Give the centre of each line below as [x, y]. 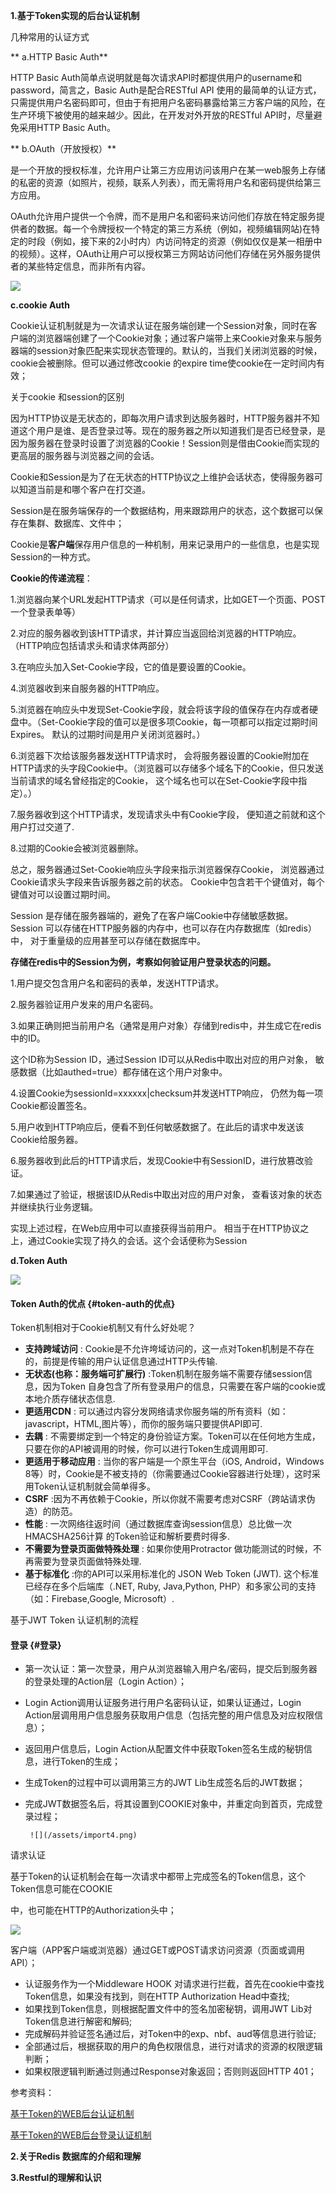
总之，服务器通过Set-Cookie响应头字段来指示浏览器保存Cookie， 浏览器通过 [167, 869]
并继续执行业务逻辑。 [54, 1207]
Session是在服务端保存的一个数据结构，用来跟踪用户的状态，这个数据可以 [162, 510]
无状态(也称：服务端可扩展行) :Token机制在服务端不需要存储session [164, 1374]
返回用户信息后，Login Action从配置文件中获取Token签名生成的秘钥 [164, 1749]
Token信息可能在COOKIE [61, 1889]
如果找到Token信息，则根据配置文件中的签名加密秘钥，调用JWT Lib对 [168, 2009]
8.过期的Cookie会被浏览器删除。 [77, 848]
